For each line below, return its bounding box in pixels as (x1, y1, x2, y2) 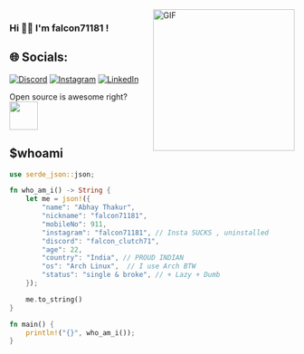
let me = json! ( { (25, 195, 91, 204)
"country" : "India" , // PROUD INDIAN (42, 254, 184, 263)
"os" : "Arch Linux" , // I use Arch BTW (42, 262, 196, 271)
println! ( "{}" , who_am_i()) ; (25, 328, 136, 338)
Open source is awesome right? (9, 91, 128, 102)
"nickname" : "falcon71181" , (42, 212, 147, 221)
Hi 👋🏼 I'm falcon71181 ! (9, 22, 109, 34)
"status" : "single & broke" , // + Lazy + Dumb (42, 271, 221, 280)
